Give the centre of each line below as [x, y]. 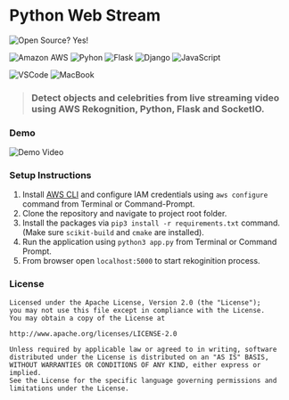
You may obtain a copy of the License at [87, 318]
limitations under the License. [69, 388]
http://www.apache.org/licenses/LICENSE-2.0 [93, 334]
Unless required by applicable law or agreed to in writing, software [143, 349]
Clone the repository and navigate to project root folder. [124, 214]
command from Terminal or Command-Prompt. [108, 204]
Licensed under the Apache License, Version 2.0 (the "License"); [135, 302]
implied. [25, 372]
